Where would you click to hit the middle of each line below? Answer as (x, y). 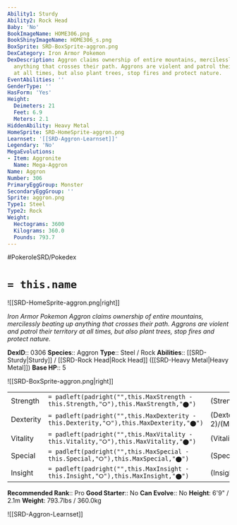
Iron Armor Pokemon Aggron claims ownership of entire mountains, (105, 317)
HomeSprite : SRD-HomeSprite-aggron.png (66, 132)
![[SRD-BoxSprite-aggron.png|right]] (61, 382)
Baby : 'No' (23, 27)
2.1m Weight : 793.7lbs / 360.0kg (54, 501)
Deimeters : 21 (34, 106)
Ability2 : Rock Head (38, 20)
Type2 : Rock (25, 211)
